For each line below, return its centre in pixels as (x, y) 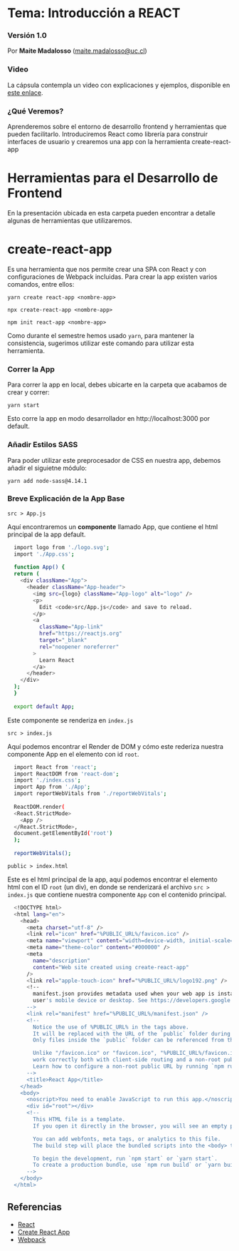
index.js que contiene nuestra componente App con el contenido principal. (117, 894)
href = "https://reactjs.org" (80, 634)
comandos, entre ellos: (41, 284)
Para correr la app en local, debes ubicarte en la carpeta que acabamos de (117, 385)
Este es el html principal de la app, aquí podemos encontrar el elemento (113, 879)
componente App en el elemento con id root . (73, 754)
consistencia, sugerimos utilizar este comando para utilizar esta (101, 343)
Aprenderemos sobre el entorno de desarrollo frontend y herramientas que (117, 127)
